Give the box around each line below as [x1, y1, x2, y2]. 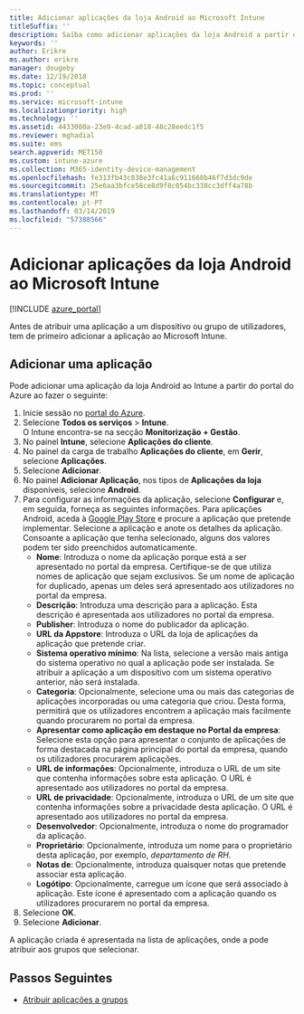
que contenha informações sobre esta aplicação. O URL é [35, 772, 252, 783]
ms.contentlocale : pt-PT [9, 198, 103, 208]
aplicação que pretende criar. [35, 639, 147, 649]
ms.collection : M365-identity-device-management [9, 165, 196, 174]
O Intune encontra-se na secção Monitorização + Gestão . [22, 427, 241, 438]
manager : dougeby [9, 64, 75, 73]
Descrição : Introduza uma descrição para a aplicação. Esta [35, 600, 258, 611]
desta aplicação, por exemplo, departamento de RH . [35, 849, 232, 860]
